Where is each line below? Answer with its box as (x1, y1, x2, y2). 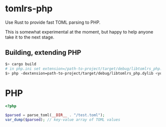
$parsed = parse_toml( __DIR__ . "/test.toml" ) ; (5, 113, 105, 118)
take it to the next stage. (5, 34, 54, 40)
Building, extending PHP (5, 48, 82, 57)
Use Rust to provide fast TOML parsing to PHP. (5, 19, 101, 25)
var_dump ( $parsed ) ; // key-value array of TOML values (5, 117, 121, 123)
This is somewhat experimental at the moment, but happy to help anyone (5, 29, 154, 35)
